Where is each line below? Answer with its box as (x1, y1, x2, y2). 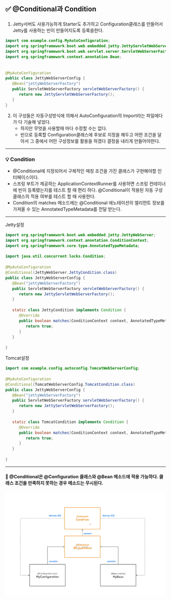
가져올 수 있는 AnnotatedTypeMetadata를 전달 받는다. (12, 206, 122, 212)
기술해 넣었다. (23, 119, 51, 125)
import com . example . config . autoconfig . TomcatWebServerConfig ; (5, 366, 140, 371)
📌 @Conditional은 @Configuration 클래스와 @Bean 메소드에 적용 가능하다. (5, 473, 159, 479)
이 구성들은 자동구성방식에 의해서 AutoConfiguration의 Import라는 (12, 112, 146, 119)
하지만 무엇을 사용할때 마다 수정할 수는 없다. (20, 125, 107, 131)
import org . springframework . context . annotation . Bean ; (5, 54, 122, 60)
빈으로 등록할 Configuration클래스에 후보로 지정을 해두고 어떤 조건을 (20, 131, 157, 137)
